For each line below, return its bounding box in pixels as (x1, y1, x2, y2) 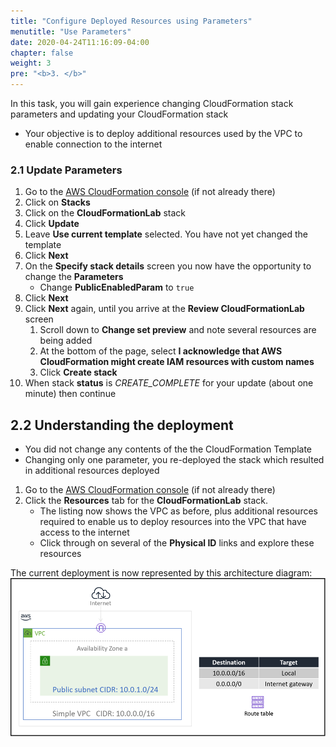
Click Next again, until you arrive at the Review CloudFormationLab (24, 303, 305, 315)
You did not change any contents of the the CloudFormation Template (24, 443, 313, 455)
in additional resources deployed (24, 465, 160, 477)
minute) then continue (24, 388, 117, 400)
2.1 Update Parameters (10, 163, 123, 177)
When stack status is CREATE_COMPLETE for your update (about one (24, 377, 314, 389)
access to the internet (39, 526, 130, 539)
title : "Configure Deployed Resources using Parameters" (10, 16, 253, 26)
